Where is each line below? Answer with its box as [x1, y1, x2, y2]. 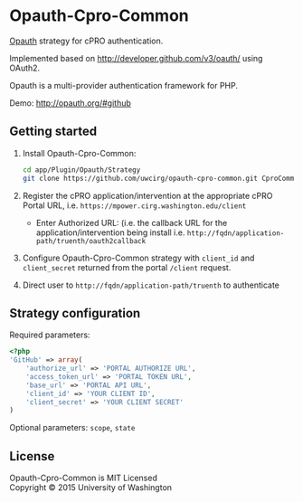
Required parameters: [9, 329, 90, 340]
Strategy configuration [9, 305, 141, 321]
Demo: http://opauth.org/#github [9, 97, 131, 109]
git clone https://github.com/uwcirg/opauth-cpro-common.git [22, 174, 259, 183]
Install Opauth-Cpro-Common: [22, 147, 137, 158]
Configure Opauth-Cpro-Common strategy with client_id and [22, 252, 255, 263]
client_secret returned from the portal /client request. [22, 261, 232, 272]
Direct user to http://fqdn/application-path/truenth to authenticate [22, 279, 280, 290]
